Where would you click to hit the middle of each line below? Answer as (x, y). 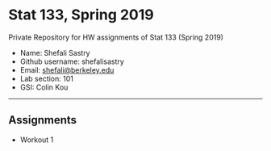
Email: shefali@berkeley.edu (67, 69)
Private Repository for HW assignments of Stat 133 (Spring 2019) (116, 37)
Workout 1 (37, 140)
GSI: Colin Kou (44, 87)
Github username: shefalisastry (72, 61)
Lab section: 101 (47, 78)
